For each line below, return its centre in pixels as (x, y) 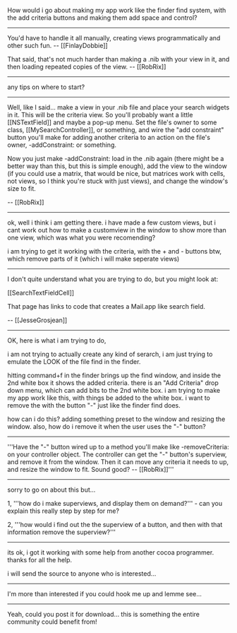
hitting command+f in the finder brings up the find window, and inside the (114, 375)
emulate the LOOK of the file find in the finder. (74, 362)
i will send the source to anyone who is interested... (82, 574)
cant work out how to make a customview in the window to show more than (117, 230)
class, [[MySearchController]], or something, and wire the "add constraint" (116, 130)
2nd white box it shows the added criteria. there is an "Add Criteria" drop (113, 383)
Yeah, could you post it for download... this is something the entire (103, 614)
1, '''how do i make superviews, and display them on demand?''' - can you (115, 503)
